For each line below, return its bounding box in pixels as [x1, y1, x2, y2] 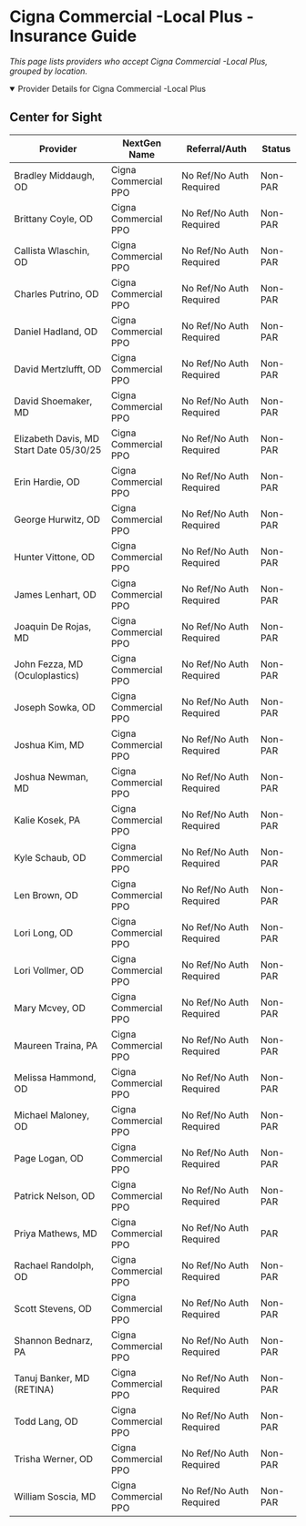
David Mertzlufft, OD [14, 363, 102, 375]
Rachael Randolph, [14, 1259, 94, 1272]
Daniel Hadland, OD [14, 325, 98, 338]
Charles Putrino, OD [14, 287, 99, 300]
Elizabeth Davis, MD [14, 432, 100, 445]
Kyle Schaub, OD [14, 851, 87, 864]
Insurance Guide [9, 26, 138, 46]
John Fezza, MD [14, 658, 84, 671]
